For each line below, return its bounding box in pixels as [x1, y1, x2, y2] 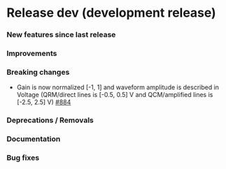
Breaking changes [6, 67, 70, 77]
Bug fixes [6, 153, 40, 163]
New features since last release [6, 30, 116, 40]
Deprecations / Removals [6, 115, 94, 125]
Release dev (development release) [6, 5, 216, 21]
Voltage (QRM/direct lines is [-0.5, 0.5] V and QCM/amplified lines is [16, 91, 213, 99]
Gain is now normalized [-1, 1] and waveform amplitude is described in [16, 83, 220, 91]
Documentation [6, 134, 61, 144]
